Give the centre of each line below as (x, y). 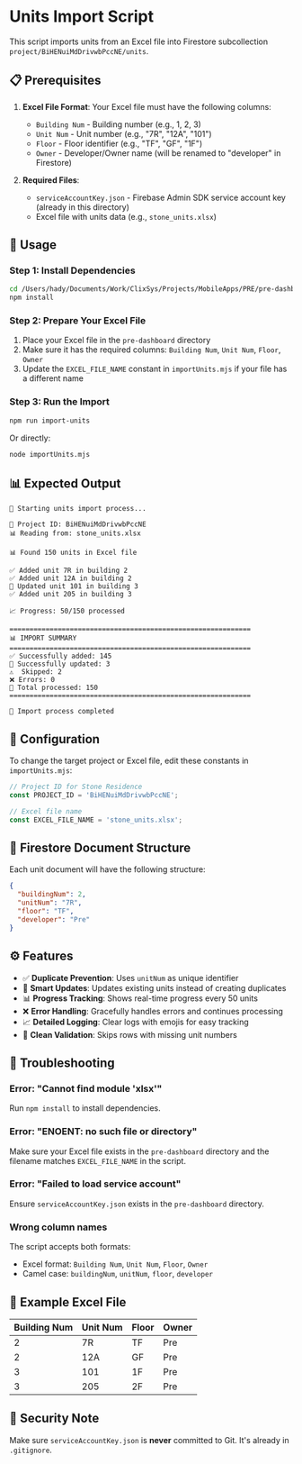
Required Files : (51, 180)
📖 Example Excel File (68, 1302)
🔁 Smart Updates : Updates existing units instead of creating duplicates (154, 987)
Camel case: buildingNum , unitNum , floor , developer (118, 1274)
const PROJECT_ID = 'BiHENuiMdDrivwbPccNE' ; (94, 796)
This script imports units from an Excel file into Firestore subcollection (138, 41)
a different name (53, 378)
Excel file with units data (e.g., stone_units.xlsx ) (126, 216)
